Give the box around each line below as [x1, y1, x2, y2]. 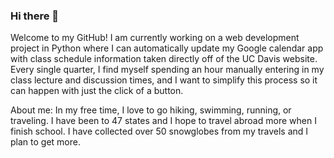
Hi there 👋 [10, 9, 60, 23]
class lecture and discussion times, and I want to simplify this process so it [10, 74, 318, 86]
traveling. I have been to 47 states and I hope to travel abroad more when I [10, 115, 317, 127]
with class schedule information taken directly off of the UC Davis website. [10, 53, 318, 65]
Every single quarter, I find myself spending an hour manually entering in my [10, 64, 325, 76]
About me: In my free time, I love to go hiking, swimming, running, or [10, 104, 292, 116]
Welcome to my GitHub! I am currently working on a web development [10, 32, 300, 44]
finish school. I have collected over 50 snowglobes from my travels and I [10, 125, 309, 138]
